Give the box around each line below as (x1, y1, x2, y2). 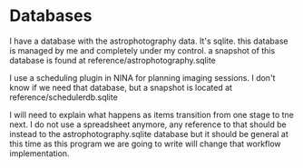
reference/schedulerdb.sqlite (9, 92, 118, 103)
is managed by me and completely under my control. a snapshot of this (9, 44, 276, 55)
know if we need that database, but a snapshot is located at (9, 82, 233, 93)
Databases (9, 5, 93, 26)
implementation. (9, 147, 70, 159)
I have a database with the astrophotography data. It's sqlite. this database (9, 35, 288, 46)
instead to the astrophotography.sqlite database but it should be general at (9, 128, 288, 139)
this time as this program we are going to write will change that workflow (9, 138, 281, 149)
